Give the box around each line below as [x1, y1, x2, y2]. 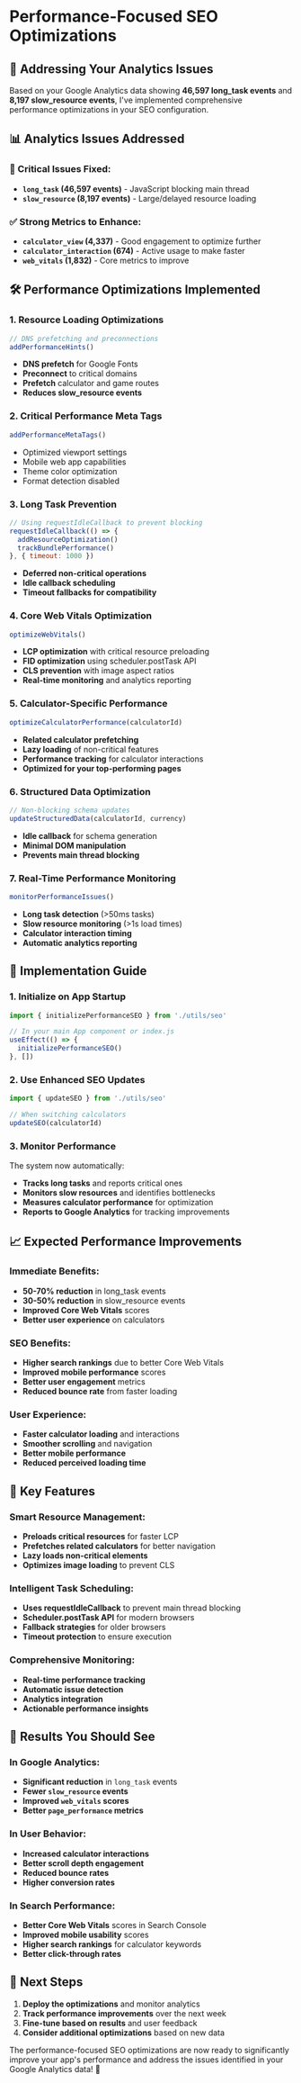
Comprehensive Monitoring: [9, 1654, 136, 1666]
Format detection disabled [22, 475, 120, 486]
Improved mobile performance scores [22, 1366, 166, 1378]
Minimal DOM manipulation [22, 840, 127, 851]
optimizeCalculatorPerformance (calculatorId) [9, 717, 182, 726]
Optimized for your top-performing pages [22, 762, 181, 773]
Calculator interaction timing [22, 927, 132, 938]
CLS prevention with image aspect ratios [22, 665, 175, 676]
